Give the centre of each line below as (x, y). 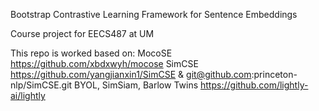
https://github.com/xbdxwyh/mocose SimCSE (104, 63)
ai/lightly (28, 95)
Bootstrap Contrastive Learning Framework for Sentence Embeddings (154, 14)
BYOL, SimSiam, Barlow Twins (136, 85)
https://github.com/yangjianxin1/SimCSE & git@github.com (131, 74)
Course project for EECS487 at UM (82, 33)
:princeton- (274, 74)
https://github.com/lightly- (254, 85)
